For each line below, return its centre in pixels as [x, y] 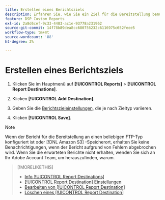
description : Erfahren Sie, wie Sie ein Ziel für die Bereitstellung [78, 14]
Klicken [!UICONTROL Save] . [41, 117]
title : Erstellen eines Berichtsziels [45, 10]
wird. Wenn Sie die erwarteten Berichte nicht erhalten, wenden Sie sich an [80, 152]
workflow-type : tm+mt [27, 32]
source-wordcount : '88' [29, 37]
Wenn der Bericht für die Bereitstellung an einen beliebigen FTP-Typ [74, 137]
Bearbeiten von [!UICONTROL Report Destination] [75, 187]
